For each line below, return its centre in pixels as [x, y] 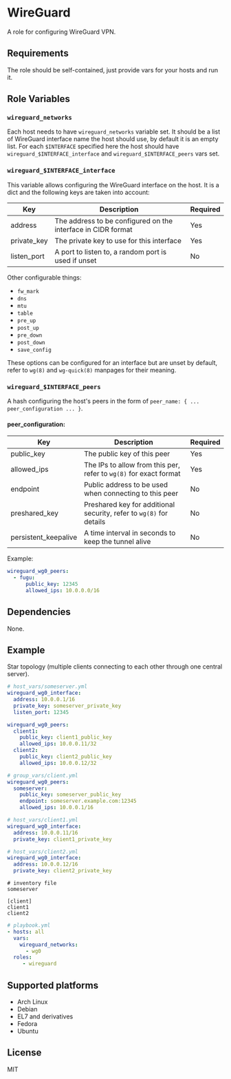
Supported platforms [53, 985]
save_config [34, 350]
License [24, 1052]
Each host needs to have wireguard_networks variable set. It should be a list [114, 132]
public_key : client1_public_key [66, 737]
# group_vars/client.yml [43, 775]
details [95, 522]
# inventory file [32, 883]
